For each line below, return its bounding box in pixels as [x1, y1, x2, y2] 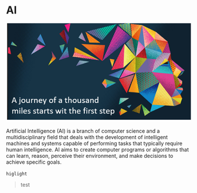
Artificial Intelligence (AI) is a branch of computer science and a [6, 127, 160, 135]
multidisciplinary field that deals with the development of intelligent [6, 134, 168, 141]
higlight [6, 171, 28, 177]
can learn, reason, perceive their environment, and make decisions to [6, 153, 174, 160]
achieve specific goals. [6, 158, 62, 166]
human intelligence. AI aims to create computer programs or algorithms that [6, 146, 189, 153]
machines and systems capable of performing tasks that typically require [6, 140, 183, 147]
